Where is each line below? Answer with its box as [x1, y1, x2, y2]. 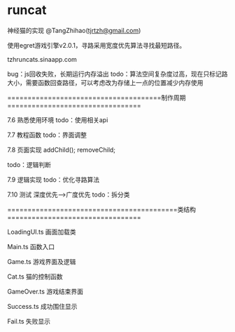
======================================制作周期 [7, 93, 186, 102]
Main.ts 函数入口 [7, 242, 55, 251]
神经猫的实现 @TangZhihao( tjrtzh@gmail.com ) [7, 26, 141, 34]
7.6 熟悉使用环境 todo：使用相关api [7, 115, 108, 124]
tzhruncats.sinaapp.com [7, 55, 77, 63]
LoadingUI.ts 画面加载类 [7, 227, 77, 236]
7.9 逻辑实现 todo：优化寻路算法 [7, 175, 100, 184]
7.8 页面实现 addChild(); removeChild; [7, 145, 116, 154]
